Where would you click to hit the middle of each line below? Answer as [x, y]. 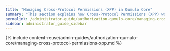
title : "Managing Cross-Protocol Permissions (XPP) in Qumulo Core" [79, 10]
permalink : [17, 19]
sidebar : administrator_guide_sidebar [46, 24]
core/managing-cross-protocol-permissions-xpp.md [60, 43]
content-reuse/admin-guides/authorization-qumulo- [83, 38]
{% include [17, 38]
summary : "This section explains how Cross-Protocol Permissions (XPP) [82, 14]
